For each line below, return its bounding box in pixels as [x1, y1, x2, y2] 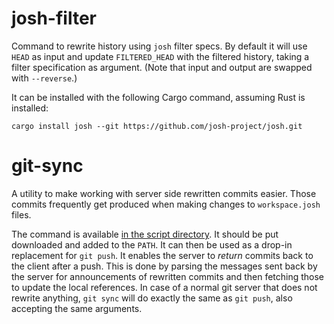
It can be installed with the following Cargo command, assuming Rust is [11, 91, 306, 103]
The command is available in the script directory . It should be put [11, 228, 279, 240]
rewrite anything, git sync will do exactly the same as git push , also [11, 292, 293, 304]
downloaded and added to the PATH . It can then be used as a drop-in [11, 238, 293, 251]
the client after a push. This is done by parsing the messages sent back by [11, 260, 318, 272]
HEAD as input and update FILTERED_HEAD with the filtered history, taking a [11, 50, 310, 62]
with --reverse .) [11, 72, 78, 84]
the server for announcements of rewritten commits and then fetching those [11, 270, 325, 282]
